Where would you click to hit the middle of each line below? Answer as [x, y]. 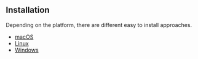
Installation [28, 10]
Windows [26, 50]
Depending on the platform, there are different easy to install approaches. [99, 25]
